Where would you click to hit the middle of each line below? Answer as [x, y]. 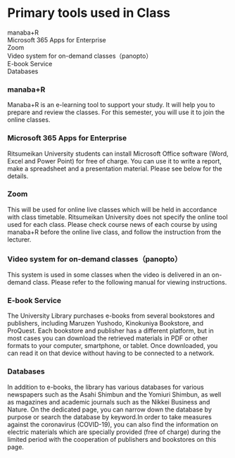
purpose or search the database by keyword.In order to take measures [110, 416]
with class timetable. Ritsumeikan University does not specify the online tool [118, 217]
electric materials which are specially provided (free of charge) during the [114, 432]
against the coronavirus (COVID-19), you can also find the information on [113, 424]
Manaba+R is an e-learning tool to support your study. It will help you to [111, 105]
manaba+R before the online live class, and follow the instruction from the [114, 232]
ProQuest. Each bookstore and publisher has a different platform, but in [111, 331]
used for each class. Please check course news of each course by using [112, 224]
